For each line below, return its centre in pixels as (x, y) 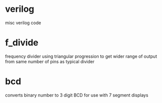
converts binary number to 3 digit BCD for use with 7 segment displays (77, 95)
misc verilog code (23, 23)
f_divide (22, 43)
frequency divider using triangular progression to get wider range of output (81, 56)
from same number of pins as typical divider (50, 61)
